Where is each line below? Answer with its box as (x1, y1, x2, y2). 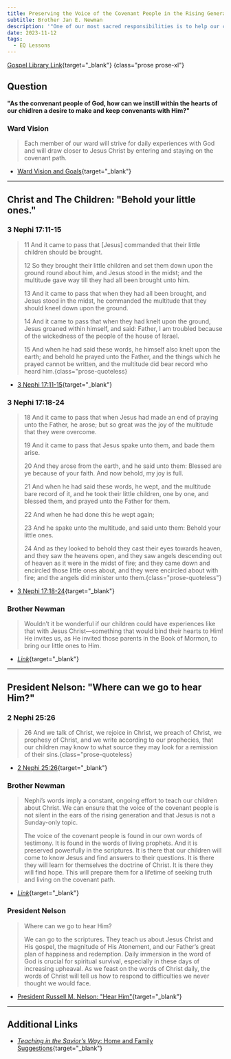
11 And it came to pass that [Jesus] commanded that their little (23, 240, 201, 248)
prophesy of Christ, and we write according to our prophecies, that (23, 736, 214, 744)
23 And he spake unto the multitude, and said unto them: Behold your (23, 524, 221, 532)
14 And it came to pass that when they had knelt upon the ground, (23, 317, 211, 325)
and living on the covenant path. (23, 875, 115, 884)
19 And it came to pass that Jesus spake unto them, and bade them (23, 441, 215, 449)
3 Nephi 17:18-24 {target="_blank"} (16, 587, 115, 595)
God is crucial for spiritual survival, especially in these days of (23, 957, 200, 965)
